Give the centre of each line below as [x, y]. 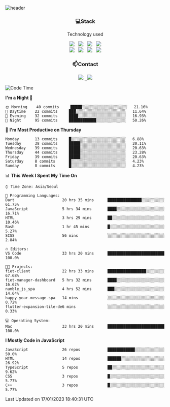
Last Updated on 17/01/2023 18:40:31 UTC [49, 399]
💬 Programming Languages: [32, 196]
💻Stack [85, 21]
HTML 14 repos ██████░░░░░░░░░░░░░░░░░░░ [85, 358]
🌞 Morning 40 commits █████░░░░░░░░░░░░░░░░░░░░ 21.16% [77, 107]
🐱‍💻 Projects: [19, 267]
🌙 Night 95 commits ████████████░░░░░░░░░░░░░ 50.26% [76, 120]
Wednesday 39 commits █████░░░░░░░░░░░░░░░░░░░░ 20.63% [76, 148]
